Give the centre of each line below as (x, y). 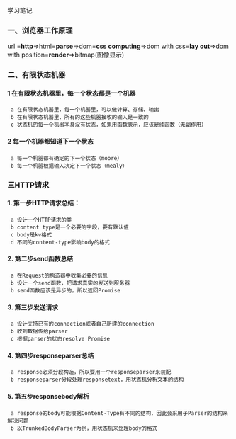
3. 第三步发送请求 (33, 307)
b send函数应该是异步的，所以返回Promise (65, 290)
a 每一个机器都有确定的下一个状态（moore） (66, 158)
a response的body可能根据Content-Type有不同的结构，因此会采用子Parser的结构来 (119, 413)
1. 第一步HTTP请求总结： (44, 203)
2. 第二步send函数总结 (40, 259)
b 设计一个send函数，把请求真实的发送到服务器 (70, 283)
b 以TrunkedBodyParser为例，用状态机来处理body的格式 (84, 428)
